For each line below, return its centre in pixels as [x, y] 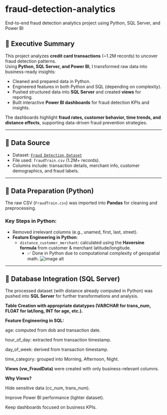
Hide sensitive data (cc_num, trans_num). [48, 388]
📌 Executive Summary [40, 44]
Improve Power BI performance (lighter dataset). [55, 398]
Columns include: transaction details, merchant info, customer [76, 166]
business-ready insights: [31, 72]
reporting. [23, 97]
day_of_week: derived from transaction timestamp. [57, 349]
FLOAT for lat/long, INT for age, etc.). [44, 311]
